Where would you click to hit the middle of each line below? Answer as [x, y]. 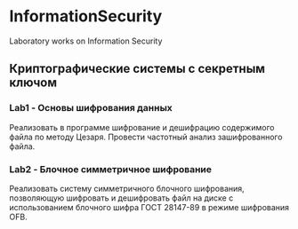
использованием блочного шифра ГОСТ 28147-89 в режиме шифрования [149, 207]
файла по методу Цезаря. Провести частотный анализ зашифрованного [146, 137]
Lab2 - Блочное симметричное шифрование [110, 169]
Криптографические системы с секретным [137, 69]
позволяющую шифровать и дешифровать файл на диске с [121, 198]
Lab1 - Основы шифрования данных [91, 108]
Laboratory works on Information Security [86, 41]
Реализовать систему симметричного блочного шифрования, [127, 188]
